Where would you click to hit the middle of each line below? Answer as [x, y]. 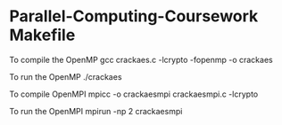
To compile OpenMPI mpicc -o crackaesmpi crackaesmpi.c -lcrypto [134, 94]
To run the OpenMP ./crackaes [66, 76]
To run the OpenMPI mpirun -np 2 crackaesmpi [96, 111]
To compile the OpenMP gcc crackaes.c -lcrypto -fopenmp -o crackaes [141, 59]
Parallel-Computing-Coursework [134, 16]
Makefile [42, 35]
